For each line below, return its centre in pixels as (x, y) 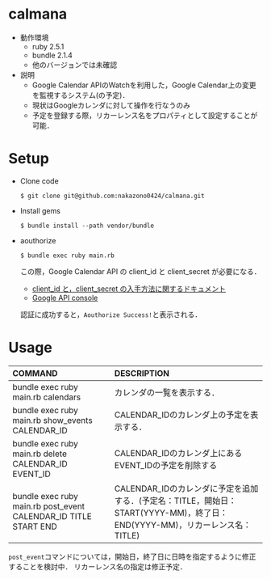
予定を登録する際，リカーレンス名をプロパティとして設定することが (145, 115)
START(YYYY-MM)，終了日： (171, 513)
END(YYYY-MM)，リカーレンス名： (183, 525)
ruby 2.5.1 (48, 46)
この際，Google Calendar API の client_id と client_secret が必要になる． (140, 271)
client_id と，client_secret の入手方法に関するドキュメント (129, 289)
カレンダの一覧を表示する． (167, 392)
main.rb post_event (49, 506)
